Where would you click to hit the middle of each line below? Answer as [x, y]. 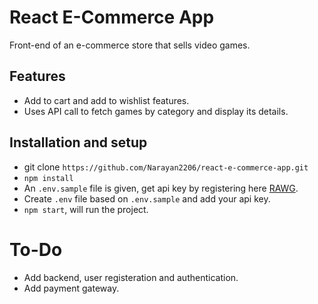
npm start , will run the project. [86, 209]
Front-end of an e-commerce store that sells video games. [130, 45]
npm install [48, 178]
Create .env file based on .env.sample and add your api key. [147, 198]
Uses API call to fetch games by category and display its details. [156, 111]
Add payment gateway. [71, 288]
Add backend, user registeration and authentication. [131, 277]
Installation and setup [78, 142]
